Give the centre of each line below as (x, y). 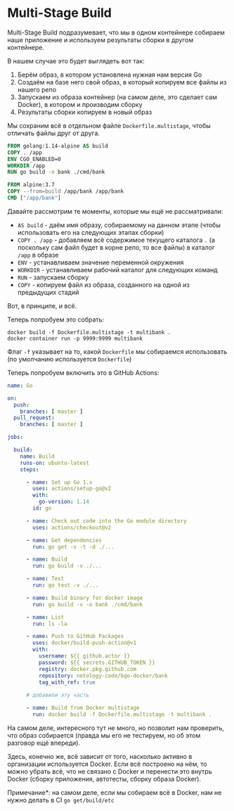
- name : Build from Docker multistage (83, 708)
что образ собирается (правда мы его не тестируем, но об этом (104, 735)
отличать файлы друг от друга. (54, 133)
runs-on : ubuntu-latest (55, 463)
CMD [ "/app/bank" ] (34, 198)
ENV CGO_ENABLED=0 (34, 159)
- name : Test (45, 579)
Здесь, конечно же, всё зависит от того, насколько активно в (100, 756)
